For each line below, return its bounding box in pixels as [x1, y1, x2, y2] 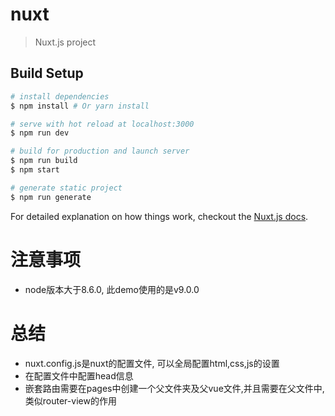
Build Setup [10, 65, 84, 82]
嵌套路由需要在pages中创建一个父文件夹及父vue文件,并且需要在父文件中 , [24, 382, 325, 394]
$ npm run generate [10, 192, 92, 202]
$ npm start [10, 165, 60, 175]
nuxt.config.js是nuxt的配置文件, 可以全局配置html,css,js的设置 [24, 357, 280, 369]
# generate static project [10, 183, 123, 193]
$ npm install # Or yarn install [10, 101, 150, 111]
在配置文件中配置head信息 [24, 369, 134, 382]
